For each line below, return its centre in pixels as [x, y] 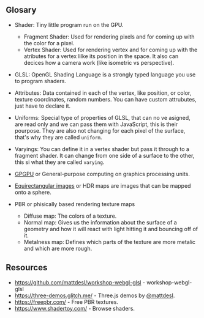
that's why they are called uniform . [58, 137]
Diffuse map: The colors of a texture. [70, 216]
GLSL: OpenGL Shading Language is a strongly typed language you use [105, 74]
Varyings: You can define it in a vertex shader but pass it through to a [102, 149]
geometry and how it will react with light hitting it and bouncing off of [111, 229]
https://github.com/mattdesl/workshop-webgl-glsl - [80, 282]
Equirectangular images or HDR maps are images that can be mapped [103, 185]
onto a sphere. [33, 192]
